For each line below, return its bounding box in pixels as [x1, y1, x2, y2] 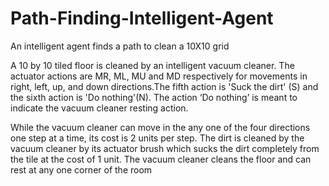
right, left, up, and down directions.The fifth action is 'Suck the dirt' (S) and [10, 80, 319, 92]
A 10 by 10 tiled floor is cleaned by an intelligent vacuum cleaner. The [10, 59, 295, 71]
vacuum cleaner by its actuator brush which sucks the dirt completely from [10, 142, 320, 154]
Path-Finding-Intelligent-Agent [10, 7, 274, 30]
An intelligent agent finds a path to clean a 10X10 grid [10, 40, 230, 52]
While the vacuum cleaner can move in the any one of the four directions [10, 121, 311, 133]
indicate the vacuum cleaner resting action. [10, 102, 189, 114]
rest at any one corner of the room [10, 163, 153, 176]
